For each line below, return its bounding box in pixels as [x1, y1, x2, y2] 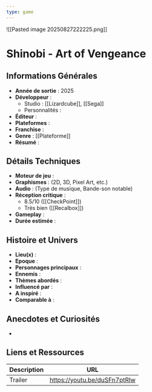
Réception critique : [15, 192, 66, 199]
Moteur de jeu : [15, 172, 55, 180]
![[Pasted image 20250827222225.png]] [6, 25, 108, 33]
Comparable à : [15, 296, 55, 303]
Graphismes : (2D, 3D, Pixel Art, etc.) [15, 178, 108, 186]
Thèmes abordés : [15, 277, 62, 284]
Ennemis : [15, 271, 41, 278]
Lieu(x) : [15, 251, 37, 259]
